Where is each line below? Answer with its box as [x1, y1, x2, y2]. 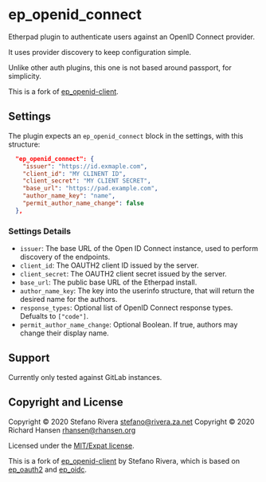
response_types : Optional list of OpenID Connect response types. [19, 303, 233, 312]
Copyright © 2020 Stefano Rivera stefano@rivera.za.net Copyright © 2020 [8, 417, 255, 426]
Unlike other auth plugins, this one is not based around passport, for [8, 62, 233, 72]
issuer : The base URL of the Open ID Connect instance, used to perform [19, 244, 259, 253]
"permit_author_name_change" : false [22, 199, 145, 207]
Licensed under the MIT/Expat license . [8, 441, 135, 450]
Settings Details [8, 225, 72, 237]
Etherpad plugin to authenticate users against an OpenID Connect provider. [8, 32, 256, 41]
